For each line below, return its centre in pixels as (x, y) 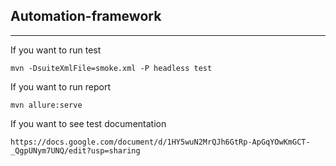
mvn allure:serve (46, 105)
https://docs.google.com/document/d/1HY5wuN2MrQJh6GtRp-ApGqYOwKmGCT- (160, 142)
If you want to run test (56, 50)
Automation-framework (86, 16)
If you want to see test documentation (88, 123)
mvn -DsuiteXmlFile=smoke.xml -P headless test (111, 68)
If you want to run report (60, 86)
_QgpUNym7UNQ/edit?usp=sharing (75, 150)
